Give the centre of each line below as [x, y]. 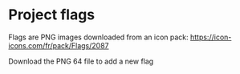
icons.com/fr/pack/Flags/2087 [59, 45]
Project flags [52, 15]
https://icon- [211, 37]
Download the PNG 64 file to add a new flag [81, 61]
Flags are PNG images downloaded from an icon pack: [98, 37]
